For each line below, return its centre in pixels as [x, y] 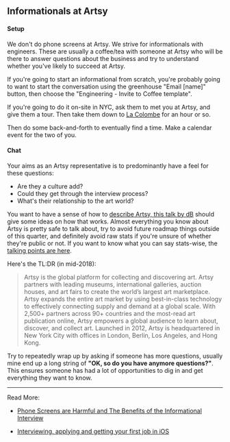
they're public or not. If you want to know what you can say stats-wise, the [112, 243]
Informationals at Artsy [57, 11]
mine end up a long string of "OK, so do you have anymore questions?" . [110, 363]
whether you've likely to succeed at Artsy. [66, 66]
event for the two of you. [42, 135]
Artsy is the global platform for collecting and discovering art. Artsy [119, 277]
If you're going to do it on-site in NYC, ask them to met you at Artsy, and [109, 107]
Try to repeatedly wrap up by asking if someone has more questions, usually [115, 356]
